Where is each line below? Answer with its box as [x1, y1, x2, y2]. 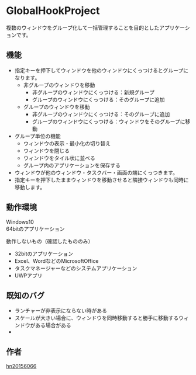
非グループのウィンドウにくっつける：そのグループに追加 [32, 110, 170, 117]
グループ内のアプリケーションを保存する [23, 162, 121, 169]
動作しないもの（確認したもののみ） [6, 238, 94, 245]
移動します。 [14, 183, 46, 190]
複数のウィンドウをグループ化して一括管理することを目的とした [6, 24, 160, 31]
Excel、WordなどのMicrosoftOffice [14, 257, 99, 264]
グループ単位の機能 [14, 133, 61, 140]
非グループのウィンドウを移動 [23, 81, 95, 88]
